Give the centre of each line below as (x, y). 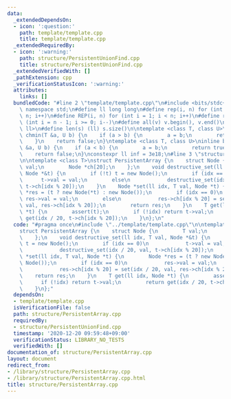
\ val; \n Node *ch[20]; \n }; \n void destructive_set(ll (121, 167)
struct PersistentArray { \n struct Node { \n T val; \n (113, 231)
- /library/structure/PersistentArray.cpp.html (77, 378)
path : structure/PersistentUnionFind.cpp (79, 58)
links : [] (34, 97)
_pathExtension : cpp (43, 77)
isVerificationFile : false (52, 308)
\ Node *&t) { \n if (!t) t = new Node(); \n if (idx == (121, 173)
